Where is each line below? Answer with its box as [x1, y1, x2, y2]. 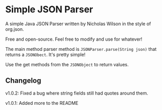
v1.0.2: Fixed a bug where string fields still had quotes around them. [5, 90, 149, 96]
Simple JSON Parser [5, 4, 93, 15]
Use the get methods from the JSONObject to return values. [5, 61, 129, 67]
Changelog [5, 76, 42, 85]
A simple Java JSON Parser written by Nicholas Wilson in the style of [5, 21, 151, 27]
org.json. [5, 26, 24, 32]
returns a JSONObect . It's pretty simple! [5, 51, 86, 58]
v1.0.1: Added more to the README [5, 100, 78, 106]
